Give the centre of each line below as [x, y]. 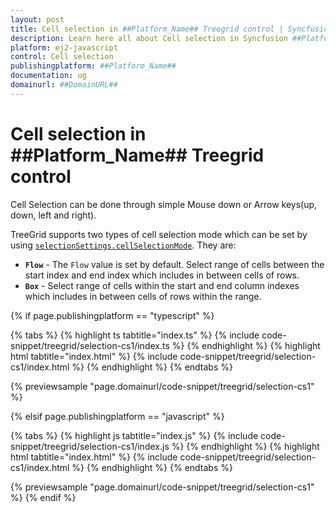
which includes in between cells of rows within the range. [143, 296]
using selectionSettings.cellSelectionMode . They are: [123, 245]
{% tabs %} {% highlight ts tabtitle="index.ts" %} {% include [135, 335]
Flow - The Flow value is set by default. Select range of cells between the [174, 264]
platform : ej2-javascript [64, 47]
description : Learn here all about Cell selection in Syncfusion [149, 38]
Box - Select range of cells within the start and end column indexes [162, 285]
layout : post [37, 19]
